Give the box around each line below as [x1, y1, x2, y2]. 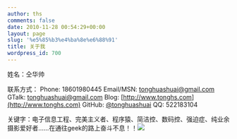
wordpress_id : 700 [7, 50, 61, 57]
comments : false [7, 17, 55, 24]
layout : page [7, 30, 46, 37]
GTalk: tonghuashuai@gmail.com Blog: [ [7, 92, 123, 101]
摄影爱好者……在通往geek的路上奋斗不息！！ [7, 123, 138, 132]
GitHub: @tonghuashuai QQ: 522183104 [82, 100, 198, 109]
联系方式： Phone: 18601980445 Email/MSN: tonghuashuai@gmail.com [7, 85, 215, 93]
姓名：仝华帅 [7, 70, 44, 78]
